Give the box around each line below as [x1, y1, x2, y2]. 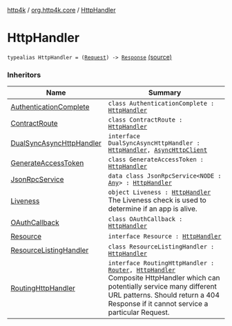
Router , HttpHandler [108, 266, 176, 274]
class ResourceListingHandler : [108, 243, 215, 251]
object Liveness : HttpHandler [108, 189, 211, 196]
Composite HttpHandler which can [108, 273, 220, 282]
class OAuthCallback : [108, 215, 183, 223]
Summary [148, 88, 182, 97]
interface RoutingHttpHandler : [108, 259, 215, 267]
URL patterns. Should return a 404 [108, 290, 220, 300]
